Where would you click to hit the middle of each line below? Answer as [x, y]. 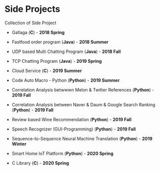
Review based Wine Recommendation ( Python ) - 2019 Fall [72, 119]
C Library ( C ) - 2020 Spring [40, 163]
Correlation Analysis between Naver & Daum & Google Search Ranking [83, 104]
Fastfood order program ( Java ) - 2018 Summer [60, 42]
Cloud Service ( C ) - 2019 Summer [47, 71]
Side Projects [32, 9]
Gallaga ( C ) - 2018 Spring [38, 32]
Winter [19, 144]
